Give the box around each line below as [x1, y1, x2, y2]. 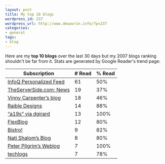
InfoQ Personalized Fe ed [7, 78, 65, 85]
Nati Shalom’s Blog [7, 134, 51, 141]
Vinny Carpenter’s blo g [7, 94, 61, 101]
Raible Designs [7, 102, 42, 109]
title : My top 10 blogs [5, 12, 54, 17]
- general [5, 30, 26, 35]
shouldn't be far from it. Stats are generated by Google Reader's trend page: [5, 58, 161, 64]
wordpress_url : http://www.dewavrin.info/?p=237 [5, 21, 107, 26]
